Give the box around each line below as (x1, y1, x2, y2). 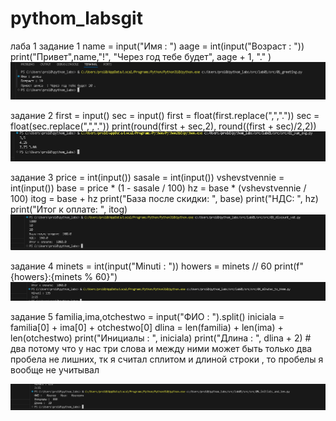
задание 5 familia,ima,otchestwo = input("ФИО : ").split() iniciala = (10, 310, 285, 322)
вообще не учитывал (10, 363, 100, 376)
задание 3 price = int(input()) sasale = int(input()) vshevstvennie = (10, 171, 285, 183)
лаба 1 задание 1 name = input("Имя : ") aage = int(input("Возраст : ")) (10, 40, 305, 52)
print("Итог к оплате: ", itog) (10, 203, 128, 215)
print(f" (274, 260, 305, 272)
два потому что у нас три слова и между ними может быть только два (10, 342, 313, 354)
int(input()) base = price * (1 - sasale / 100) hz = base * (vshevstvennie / (10, 182, 307, 194)
